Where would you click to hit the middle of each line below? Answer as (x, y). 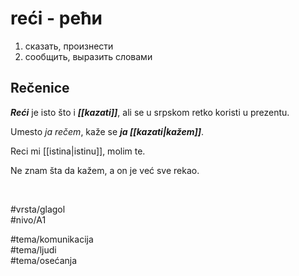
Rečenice (40, 88)
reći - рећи (56, 18)
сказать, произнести (69, 46)
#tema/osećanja (44, 260)
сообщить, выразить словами (88, 56)
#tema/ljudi (33, 249)
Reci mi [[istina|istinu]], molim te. (78, 151)
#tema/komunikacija (52, 239)
